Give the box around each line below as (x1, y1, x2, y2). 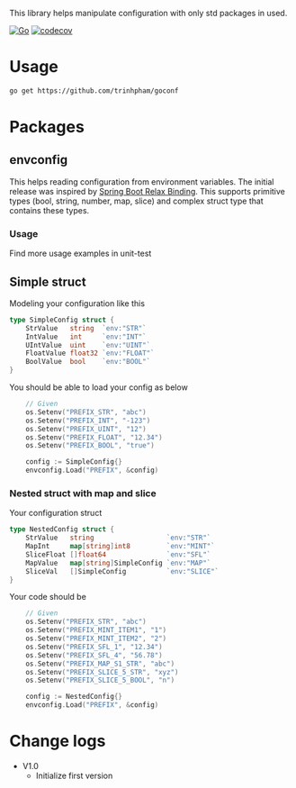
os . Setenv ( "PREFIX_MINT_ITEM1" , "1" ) (25, 626, 167, 635)
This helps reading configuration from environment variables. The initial (9, 176, 274, 187)
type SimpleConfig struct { (9, 315, 115, 324)
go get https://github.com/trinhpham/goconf (9, 86, 179, 95)
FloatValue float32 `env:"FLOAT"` (25, 349, 155, 358)
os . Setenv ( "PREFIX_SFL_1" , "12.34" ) (25, 642, 164, 651)
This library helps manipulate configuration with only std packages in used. (9, 8, 288, 18)
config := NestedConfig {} (25, 693, 123, 702)
